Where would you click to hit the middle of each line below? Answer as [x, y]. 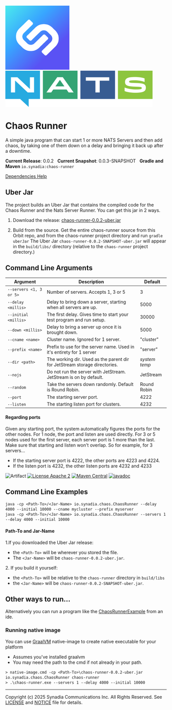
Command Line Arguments [49, 268]
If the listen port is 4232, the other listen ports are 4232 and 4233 [82, 466]
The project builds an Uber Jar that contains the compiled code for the [80, 205]
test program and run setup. [76, 320]
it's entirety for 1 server [72, 352]
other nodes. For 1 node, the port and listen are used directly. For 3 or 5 [80, 434]
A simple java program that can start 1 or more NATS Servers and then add [84, 140]
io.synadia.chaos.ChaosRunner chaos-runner [52, 677]
